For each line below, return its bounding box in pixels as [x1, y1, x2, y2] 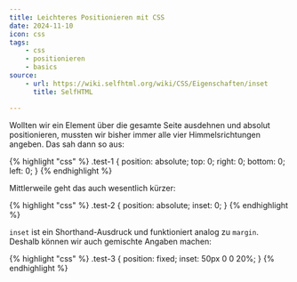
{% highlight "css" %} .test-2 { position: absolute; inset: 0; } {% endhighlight [9, 199, 289, 210]
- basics [25, 63, 58, 72]
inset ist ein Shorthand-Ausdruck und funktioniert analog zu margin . [9, 226, 260, 237]
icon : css [9, 29, 46, 38]
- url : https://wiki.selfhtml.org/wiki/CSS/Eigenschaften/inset [25, 79, 269, 88]
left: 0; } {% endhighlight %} [9, 165, 113, 176]
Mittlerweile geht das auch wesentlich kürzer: [9, 182, 176, 193]
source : [9, 71, 38, 80]
